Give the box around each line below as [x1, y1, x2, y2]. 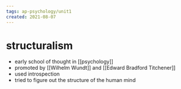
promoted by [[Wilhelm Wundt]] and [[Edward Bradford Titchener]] [14, 65, 176, 72]
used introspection [14, 70, 60, 77]
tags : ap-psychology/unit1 [6, 8, 72, 15]
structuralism [6, 39, 73, 52]
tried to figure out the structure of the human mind [14, 77, 136, 84]
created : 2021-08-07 [6, 14, 57, 20]
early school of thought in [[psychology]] [14, 58, 114, 65]
